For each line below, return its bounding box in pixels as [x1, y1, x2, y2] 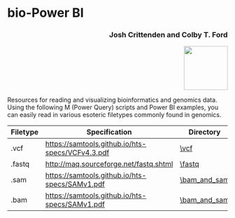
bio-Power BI [7, 5, 84, 21]
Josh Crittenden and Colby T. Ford [109, 30, 228, 40]
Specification [86, 128, 132, 137]
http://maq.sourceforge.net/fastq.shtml [45, 159, 173, 169]
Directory [188, 128, 221, 137]
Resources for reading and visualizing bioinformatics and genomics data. [7, 96, 218, 104]
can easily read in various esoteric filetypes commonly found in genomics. [7, 111, 222, 119]
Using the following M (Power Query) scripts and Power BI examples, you [7, 103, 219, 111]
